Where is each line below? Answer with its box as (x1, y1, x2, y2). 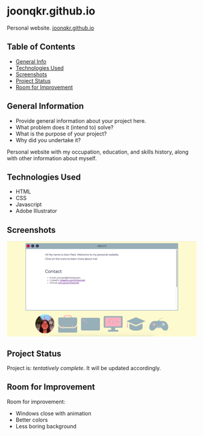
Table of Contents (7, 42, 76, 52)
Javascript (15, 201, 42, 208)
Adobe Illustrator (15, 207, 58, 215)
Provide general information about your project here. (15, 117, 146, 125)
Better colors (15, 416, 48, 423)
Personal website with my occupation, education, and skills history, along (7, 148, 189, 155)
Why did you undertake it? (15, 136, 81, 143)
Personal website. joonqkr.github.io (7, 24, 95, 31)
